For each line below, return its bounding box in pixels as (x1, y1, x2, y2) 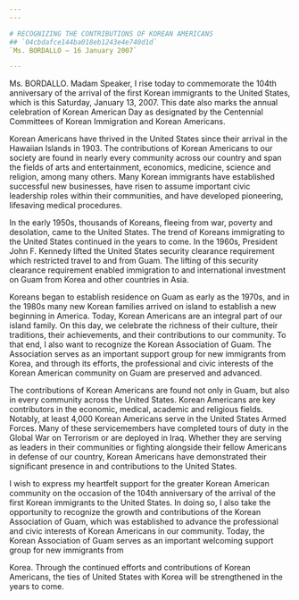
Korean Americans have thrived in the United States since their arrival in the (9, 133, 288, 144)
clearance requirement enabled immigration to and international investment (9, 265, 287, 275)
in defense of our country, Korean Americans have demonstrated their (9, 452, 267, 462)
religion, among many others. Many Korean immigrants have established (9, 172, 275, 182)
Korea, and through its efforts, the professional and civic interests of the (9, 359, 274, 369)
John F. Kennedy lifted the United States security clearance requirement (9, 246, 275, 257)
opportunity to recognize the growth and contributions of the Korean (9, 507, 262, 518)
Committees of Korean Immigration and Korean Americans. (9, 116, 226, 127)
